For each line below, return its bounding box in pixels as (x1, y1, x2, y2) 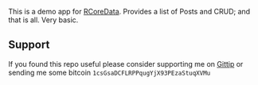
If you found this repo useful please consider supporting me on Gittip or (8, 59, 244, 68)
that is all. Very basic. (8, 15, 79, 25)
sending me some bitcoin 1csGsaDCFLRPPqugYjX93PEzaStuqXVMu (8, 68, 211, 77)
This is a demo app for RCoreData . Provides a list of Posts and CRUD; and (8, 7, 251, 16)
